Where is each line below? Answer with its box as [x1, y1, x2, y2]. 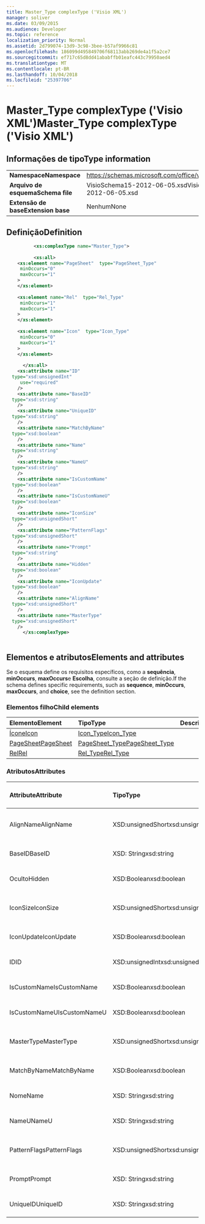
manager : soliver [6, 15, 51, 21]
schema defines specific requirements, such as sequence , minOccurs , [6, 681, 186, 688]
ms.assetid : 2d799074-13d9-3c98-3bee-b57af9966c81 [6, 43, 138, 49]
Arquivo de [9, 181, 43, 189]
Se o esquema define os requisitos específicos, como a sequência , [6, 669, 176, 675]
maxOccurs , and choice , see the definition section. [6, 688, 136, 695]
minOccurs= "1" [20, 300, 56, 306]
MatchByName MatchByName [9, 1066, 95, 1074]
